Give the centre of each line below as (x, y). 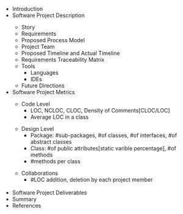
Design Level (38, 129)
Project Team (38, 46)
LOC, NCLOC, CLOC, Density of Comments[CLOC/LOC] (100, 110)
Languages (45, 72)
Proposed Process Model (53, 40)
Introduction (27, 9)
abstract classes (51, 142)
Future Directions (43, 86)
